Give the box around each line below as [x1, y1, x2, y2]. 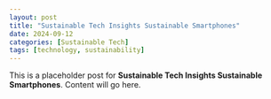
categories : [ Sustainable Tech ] [9, 37, 129, 47]
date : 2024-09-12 [9, 29, 74, 38]
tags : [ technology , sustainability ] [9, 46, 145, 55]
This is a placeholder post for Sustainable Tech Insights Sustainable [9, 70, 263, 80]
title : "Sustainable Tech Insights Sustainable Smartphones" [9, 21, 241, 30]
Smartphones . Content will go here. [9, 80, 141, 90]
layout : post [9, 12, 58, 22]
